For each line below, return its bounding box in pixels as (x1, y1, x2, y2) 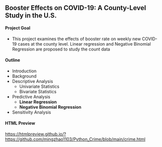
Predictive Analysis (12, 94, 50, 99)
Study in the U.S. (5, 12, 57, 20)
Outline (5, 57, 20, 63)
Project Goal (5, 25, 31, 31)
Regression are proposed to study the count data (12, 46, 111, 52)
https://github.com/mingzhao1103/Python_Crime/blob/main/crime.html (5, 136, 146, 142)
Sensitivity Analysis (12, 109, 51, 115)
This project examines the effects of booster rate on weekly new (12, 36, 141, 42)
